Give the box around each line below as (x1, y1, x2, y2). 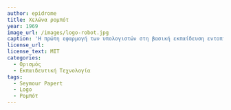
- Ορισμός (13, 61, 41, 68)
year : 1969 (7, 23, 38, 29)
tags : (7, 73, 23, 81)
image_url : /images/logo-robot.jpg (7, 29, 109, 36)
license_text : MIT (7, 49, 60, 55)
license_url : (7, 42, 45, 49)
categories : (7, 55, 41, 61)
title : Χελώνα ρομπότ (7, 16, 69, 23)
